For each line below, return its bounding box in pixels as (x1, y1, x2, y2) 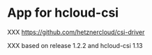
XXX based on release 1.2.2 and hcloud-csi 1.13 (7, 41, 143, 49)
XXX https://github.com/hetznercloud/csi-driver (7, 28, 145, 36)
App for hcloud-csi (7, 5, 119, 21)
